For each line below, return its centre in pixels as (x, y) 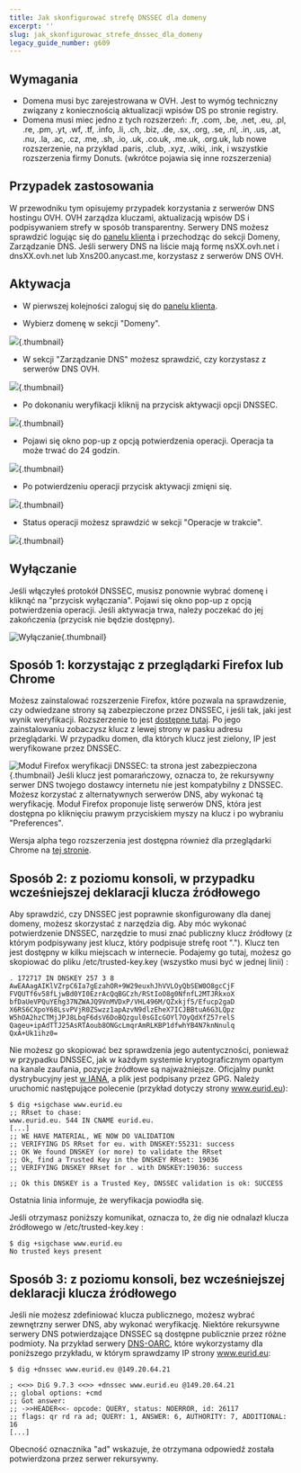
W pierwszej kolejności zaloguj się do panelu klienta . (120, 306)
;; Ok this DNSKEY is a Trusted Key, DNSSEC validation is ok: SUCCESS (146, 1183)
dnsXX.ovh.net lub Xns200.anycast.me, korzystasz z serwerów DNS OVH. (146, 255)
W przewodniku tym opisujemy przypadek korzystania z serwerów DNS (142, 208)
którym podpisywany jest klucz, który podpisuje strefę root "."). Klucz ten (145, 943)
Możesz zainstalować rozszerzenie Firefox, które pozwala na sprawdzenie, (148, 701)
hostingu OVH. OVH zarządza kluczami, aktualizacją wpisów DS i (129, 218)
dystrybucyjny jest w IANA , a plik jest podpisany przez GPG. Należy (135, 1079)
